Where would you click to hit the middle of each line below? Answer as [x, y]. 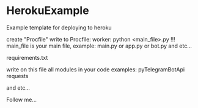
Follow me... [21, 99]
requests [17, 76]
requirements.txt [27, 57]
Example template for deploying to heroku [59, 27]
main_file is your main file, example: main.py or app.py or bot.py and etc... [99, 46]
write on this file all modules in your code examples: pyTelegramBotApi [96, 69]
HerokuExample [48, 11]
